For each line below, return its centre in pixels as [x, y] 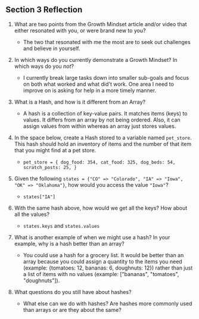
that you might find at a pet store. [55, 150]
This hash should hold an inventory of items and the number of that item [103, 144]
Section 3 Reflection [44, 10]
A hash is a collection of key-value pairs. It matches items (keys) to [105, 113]
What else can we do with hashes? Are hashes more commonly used [108, 304]
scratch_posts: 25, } [50, 167]
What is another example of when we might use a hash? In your [92, 237]
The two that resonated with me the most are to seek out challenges [107, 42]
